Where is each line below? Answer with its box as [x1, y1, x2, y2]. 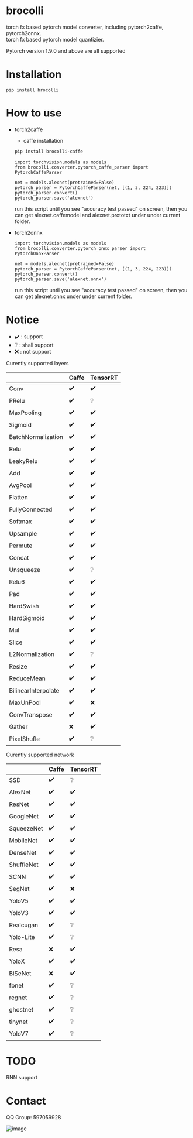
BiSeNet [9, 969, 32, 978]
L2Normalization [9, 650, 55, 659]
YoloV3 [9, 909, 29, 917]
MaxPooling [9, 409, 42, 417]
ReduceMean [9, 674, 46, 683]
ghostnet [9, 1006, 34, 1014]
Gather [9, 723, 28, 731]
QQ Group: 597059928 [6, 1113, 61, 1120]
